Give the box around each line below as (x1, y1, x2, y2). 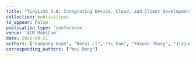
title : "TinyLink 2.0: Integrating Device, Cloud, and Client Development (6, 8, 192, 15)
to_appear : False (6, 19, 48, 25)
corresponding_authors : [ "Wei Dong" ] (6, 46, 98, 52)
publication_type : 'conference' (6, 24, 85, 31)
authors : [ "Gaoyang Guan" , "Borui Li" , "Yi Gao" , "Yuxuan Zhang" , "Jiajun (6, 41, 192, 47)
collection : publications (6, 14, 69, 20)
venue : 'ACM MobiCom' (6, 30, 59, 36)
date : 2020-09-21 (6, 35, 48, 41)
